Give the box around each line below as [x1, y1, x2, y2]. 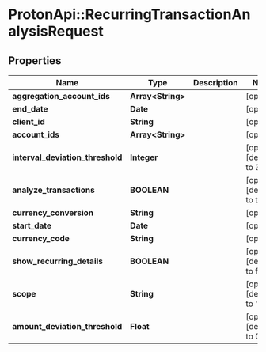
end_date [12, 104, 49, 114]
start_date [12, 220, 52, 231]
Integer [130, 152, 158, 163]
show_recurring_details [12, 255, 104, 267]
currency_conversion [12, 207, 94, 218]
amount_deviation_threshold [12, 321, 123, 331]
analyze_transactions [12, 184, 95, 195]
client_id [12, 116, 45, 127]
